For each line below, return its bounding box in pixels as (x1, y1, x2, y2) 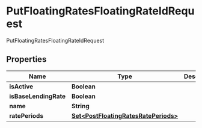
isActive (9, 82, 34, 91)
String (71, 102, 90, 110)
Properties (6, 54, 47, 64)
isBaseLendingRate (9, 92, 66, 100)
